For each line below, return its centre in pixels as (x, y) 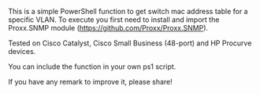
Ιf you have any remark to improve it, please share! (91, 82)
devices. (22, 51)
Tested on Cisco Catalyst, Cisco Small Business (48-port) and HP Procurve (130, 43)
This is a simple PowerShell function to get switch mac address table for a (128, 11)
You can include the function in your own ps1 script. (92, 67)
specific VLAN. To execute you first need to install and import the (114, 20)
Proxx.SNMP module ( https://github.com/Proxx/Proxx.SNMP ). (108, 28)
